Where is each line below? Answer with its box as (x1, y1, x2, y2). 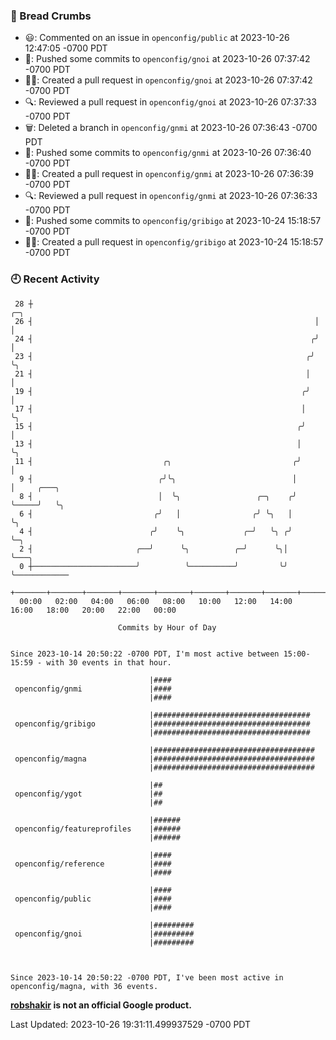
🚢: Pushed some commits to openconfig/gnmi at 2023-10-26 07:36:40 (24, 147, 312, 159)
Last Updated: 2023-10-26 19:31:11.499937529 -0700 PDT (10, 1018, 252, 1030)
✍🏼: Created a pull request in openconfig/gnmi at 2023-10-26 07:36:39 (24, 168, 314, 180)
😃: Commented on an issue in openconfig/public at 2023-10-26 (24, 32, 290, 44)
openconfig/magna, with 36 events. (10, 981, 159, 991)
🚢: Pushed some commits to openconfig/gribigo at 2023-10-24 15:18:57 (24, 215, 322, 227)
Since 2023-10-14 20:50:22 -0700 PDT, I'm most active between (10, 649, 280, 659)
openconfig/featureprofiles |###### (14, 824, 182, 834)
